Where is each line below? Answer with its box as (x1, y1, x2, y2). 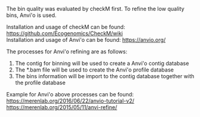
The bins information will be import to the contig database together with (15, 73, 195, 79)
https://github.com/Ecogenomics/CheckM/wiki (6, 30, 123, 37)
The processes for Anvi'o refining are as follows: (6, 48, 127, 55)
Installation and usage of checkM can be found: (6, 24, 125, 30)
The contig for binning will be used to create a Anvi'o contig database (15, 60, 189, 67)
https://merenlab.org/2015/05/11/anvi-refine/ (6, 104, 118, 111)
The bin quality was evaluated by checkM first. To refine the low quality (6, 5, 185, 12)
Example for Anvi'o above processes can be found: (6, 91, 134, 98)
